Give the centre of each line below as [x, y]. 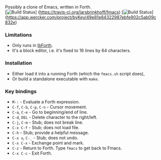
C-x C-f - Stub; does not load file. [46, 127]
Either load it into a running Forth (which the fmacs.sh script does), [78, 73]
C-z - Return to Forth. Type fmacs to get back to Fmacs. [67, 148]
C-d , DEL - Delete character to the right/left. [55, 117]
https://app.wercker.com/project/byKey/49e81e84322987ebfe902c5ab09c [81, 17]
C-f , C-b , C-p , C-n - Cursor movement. [49, 107]
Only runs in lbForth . [32, 45]
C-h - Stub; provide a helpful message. [50, 132]
